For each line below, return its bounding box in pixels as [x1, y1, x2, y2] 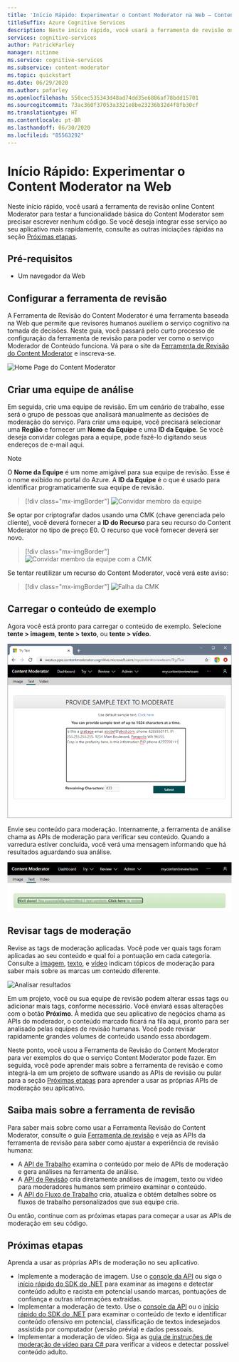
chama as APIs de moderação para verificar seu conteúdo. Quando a [7, 832, 210, 841]
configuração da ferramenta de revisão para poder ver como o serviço [7, 334, 215, 343]
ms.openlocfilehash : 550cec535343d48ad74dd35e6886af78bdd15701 [7, 94, 199, 101]
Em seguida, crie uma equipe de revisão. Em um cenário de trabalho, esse [7, 402, 225, 411]
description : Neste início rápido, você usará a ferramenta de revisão [7, 26, 224, 33]
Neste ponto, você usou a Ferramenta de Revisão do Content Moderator [7, 1046, 219, 1054]
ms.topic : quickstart [7, 71, 72, 78]
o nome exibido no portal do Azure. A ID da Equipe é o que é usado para [7, 476, 221, 484]
